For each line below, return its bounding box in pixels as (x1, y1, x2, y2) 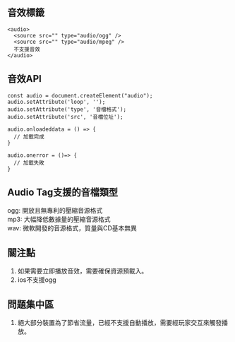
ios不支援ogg (17, 276, 56, 284)
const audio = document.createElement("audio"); (7, 92, 153, 99)
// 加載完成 (13, 133, 44, 140)
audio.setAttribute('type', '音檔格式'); (7, 105, 127, 113)
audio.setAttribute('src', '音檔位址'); (7, 113, 123, 120)
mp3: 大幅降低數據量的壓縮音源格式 (7, 215, 111, 224)
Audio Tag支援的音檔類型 (7, 187, 119, 199)
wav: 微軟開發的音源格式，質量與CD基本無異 (7, 224, 138, 232)
